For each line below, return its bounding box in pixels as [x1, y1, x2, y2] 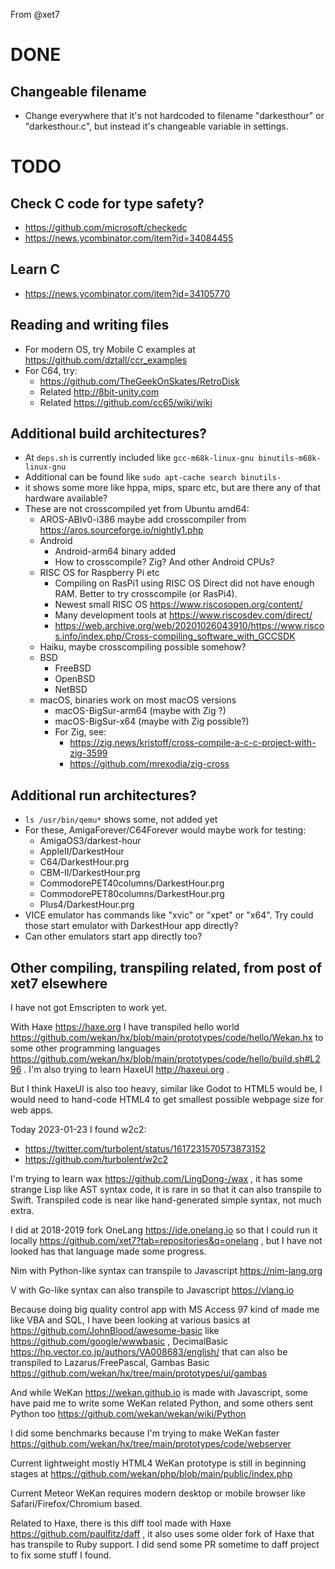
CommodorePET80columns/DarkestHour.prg [39, 888, 225, 900]
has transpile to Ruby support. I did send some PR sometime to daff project [10, 1539, 320, 1551]
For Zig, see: [54, 726, 107, 738]
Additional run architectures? [10, 787, 197, 804]
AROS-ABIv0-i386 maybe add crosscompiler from [39, 514, 247, 526]
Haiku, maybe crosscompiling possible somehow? [39, 641, 247, 653]
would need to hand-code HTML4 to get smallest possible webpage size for [10, 1094, 324, 1106]
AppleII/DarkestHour [39, 845, 125, 858]
